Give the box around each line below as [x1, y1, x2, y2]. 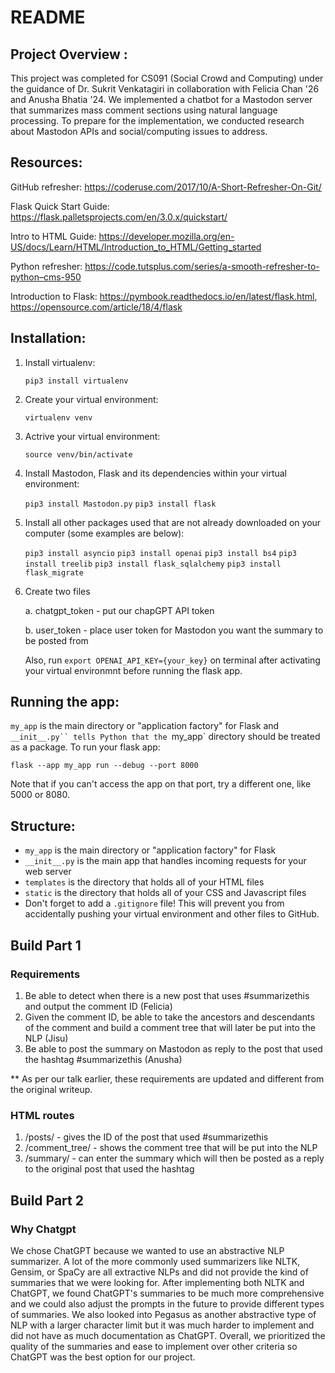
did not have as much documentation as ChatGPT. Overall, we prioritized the [10, 1329, 326, 1341]
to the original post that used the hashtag [24, 1163, 195, 1175]
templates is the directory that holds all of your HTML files [24, 876, 265, 888]
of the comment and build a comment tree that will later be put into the [24, 1021, 316, 1033]
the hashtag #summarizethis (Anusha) [24, 1053, 183, 1065]
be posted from [24, 634, 89, 646]
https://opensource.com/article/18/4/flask [10, 301, 183, 313]
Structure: [10, 817, 76, 835]
